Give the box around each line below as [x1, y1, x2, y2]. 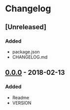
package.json [12, 49, 40, 55]
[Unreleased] [5, 23, 47, 31]
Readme [12, 95, 30, 101]
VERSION [12, 100, 32, 106]
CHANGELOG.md [12, 54, 48, 60]
